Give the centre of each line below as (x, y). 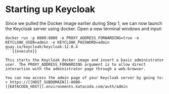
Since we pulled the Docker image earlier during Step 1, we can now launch (84, 23)
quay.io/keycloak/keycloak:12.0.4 (42, 46)
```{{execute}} (21, 51)
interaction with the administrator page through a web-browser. (75, 69)
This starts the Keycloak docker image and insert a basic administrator (85, 60)
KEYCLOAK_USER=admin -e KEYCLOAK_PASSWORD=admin (57, 42)
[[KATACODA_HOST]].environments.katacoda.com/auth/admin (67, 86)
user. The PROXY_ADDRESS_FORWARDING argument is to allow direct (75, 64)
